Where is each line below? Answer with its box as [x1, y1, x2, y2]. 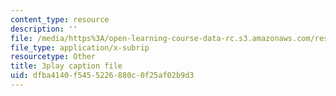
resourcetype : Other [10, 52, 97, 62]
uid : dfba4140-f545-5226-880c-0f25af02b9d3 [10, 71, 195, 81]
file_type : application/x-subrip [10, 42, 150, 53]
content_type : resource [10, 14, 110, 25]
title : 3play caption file [10, 61, 123, 71]
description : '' [10, 24, 78, 34]
